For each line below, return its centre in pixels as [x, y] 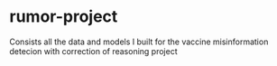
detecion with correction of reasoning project [93, 51]
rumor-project [64, 17]
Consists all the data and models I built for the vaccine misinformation [139, 42]
